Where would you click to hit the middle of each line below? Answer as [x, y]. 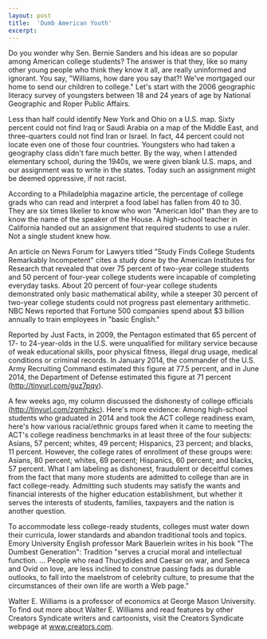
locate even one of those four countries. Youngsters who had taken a [122, 145]
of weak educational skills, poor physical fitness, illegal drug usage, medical [133, 352]
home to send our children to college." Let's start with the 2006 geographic [132, 87]
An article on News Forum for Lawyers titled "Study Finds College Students [132, 252]
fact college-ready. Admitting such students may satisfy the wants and [124, 486]
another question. [37, 512]
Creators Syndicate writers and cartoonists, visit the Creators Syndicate [126, 618]
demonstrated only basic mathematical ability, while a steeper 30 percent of [133, 294]
